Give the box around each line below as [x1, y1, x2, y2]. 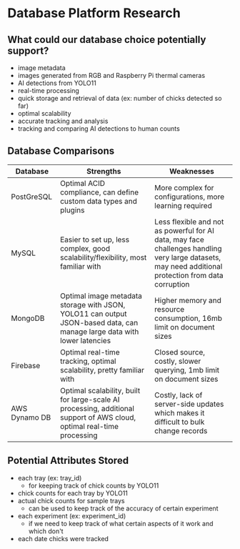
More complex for [154, 182, 214, 192]
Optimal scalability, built [59, 385, 141, 395]
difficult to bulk [154, 417, 205, 427]
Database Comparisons [7, 145, 115, 157]
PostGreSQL [11, 192, 52, 202]
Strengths [86, 166, 121, 176]
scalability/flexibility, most [59, 252, 147, 262]
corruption [154, 279, 190, 289]
